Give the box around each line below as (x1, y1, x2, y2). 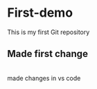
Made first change (7, 48, 89, 60)
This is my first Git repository (7, 28, 90, 36)
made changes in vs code (7, 74, 81, 82)
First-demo (7, 5, 73, 21)
